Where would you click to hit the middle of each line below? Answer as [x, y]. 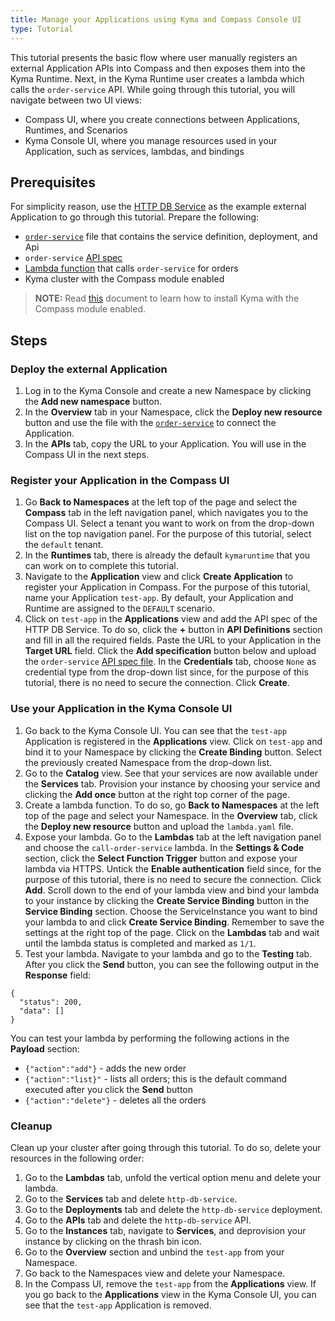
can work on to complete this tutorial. [101, 566]
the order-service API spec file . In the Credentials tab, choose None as [170, 662]
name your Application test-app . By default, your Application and [159, 598]
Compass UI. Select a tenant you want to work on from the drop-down [169, 523]
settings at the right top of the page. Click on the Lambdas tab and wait [172, 932]
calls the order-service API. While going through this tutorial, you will [153, 89]
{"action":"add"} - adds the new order [105, 1068]
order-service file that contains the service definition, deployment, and [171, 237]
